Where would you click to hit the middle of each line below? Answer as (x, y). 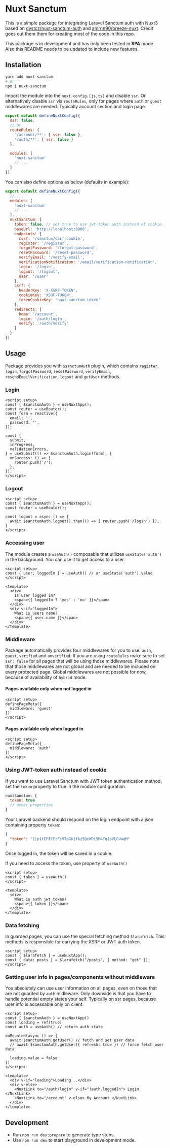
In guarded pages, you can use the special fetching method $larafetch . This (85, 936)
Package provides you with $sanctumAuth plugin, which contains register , (82, 366)
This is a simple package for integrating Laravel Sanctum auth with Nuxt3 (82, 23)
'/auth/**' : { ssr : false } (44, 139)
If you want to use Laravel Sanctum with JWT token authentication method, (83, 781)
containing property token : (33, 825)
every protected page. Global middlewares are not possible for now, (76, 672)
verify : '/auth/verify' (44, 324)
